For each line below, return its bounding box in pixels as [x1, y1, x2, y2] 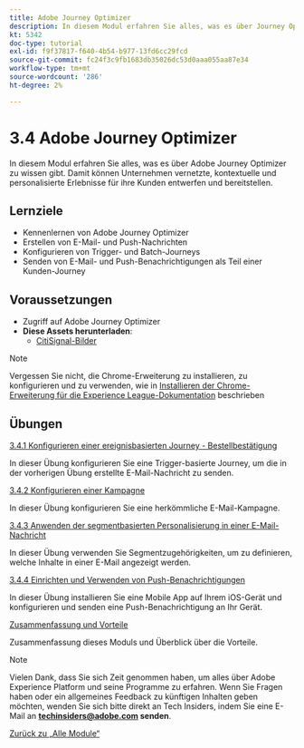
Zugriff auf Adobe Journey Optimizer [22, 316, 161, 327]
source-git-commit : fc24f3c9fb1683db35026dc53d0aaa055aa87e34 [9, 55, 249, 64]
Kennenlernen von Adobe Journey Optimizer [22, 228, 189, 238]
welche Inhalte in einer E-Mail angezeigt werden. [9, 557, 192, 568]
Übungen [9, 416, 63, 432]
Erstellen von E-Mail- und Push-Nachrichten [22, 237, 188, 248]
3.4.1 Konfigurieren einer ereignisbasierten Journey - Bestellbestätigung [9, 441, 278, 451]
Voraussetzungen [9, 292, 113, 307]
